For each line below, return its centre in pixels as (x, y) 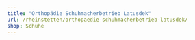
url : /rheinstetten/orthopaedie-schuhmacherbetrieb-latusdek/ (97, 20)
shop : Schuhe (26, 26)
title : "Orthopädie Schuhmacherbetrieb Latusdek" (79, 13)
